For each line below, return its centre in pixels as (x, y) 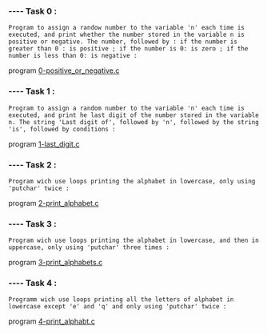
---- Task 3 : (33, 223)
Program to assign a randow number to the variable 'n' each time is (127, 28)
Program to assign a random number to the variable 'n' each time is (127, 108)
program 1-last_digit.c (44, 144)
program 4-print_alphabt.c (52, 321)
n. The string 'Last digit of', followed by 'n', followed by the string (134, 122)
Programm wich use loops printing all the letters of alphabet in (121, 300)
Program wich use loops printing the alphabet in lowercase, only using (132, 181)
